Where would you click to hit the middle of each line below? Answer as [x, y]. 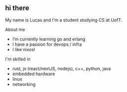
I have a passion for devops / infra [47, 44]
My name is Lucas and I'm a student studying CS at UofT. [64, 20]
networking [24, 84]
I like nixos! [24, 49]
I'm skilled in [18, 59]
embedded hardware [34, 74]
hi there [17, 8]
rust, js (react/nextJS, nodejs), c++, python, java [62, 68]
